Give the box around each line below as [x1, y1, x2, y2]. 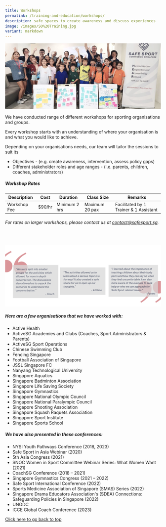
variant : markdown [5, 29, 43, 34]
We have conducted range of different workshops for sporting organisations [5, 114, 161, 120]
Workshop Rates [5, 180, 41, 186]
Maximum [84, 201, 105, 207]
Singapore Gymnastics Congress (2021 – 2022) [12, 475, 109, 482]
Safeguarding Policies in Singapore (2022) [12, 496, 99, 502]
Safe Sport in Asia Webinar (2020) [12, 449, 83, 455]
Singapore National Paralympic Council [12, 399, 92, 405]
